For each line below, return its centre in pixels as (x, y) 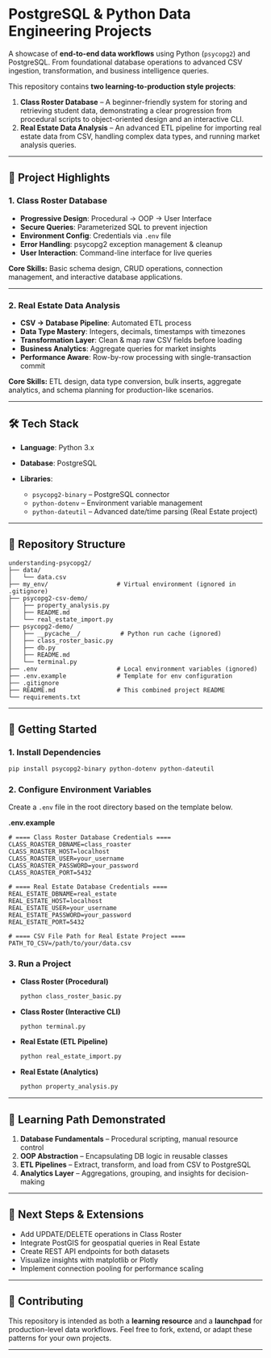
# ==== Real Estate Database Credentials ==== (88, 887)
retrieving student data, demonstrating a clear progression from (126, 111)
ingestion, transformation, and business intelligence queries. (109, 70)
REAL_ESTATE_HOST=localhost (56, 901)
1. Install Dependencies (55, 752)
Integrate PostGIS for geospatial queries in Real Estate (110, 1243)
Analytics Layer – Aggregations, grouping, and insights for (118, 1173)
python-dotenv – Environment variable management (117, 503)
